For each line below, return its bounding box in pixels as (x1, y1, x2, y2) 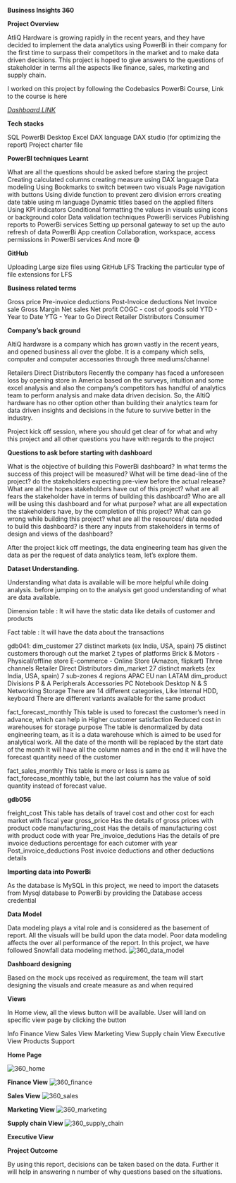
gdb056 (7, 795, 32, 803)
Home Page (7, 1051, 42, 1059)
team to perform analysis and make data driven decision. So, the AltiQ (7, 391, 211, 400)
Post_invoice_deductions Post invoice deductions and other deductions (7, 846, 215, 855)
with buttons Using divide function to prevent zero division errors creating (7, 191, 222, 198)
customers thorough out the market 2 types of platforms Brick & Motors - (7, 649, 220, 657)
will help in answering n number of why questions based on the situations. (7, 1167, 223, 1176)
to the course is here (7, 92, 68, 100)
